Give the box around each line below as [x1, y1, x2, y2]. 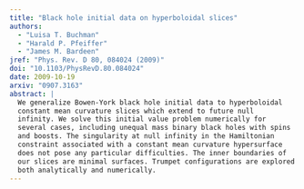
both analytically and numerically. [17, 165, 157, 174]
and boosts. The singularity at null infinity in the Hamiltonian [17, 132, 275, 141]
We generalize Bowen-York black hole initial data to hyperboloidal [17, 97, 283, 107]
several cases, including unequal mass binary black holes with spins [17, 124, 291, 133]
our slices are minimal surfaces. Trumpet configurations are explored [17, 156, 296, 166]
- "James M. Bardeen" [17, 47, 100, 56]
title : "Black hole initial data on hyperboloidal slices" [9, 13, 238, 23]
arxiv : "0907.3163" [9, 81, 84, 90]
